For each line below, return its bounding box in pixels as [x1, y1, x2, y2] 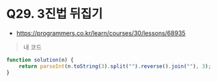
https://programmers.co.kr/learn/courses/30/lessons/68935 [16, 28, 186, 37]
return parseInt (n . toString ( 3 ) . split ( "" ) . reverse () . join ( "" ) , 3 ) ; [18, 62, 212, 70]
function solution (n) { [6, 56, 74, 63]
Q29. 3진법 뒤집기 [6, 6, 103, 22]
